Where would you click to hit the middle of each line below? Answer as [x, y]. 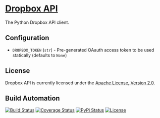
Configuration [27, 38]
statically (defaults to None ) [39, 55]
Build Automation [33, 98]
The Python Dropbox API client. [37, 22]
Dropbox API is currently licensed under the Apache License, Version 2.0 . [80, 83]
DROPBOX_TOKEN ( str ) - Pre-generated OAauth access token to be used [83, 50]
